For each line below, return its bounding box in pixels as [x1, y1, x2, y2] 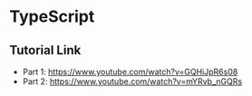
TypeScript [9, 6, 95, 27]
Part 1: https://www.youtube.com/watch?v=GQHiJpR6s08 [22, 66, 238, 77]
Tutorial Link [9, 43, 82, 58]
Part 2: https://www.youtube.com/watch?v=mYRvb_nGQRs [22, 76, 243, 87]
